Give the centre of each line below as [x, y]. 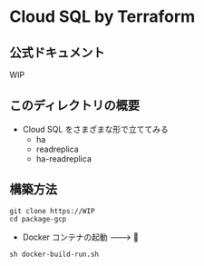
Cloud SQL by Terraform [102, 17]
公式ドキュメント [57, 52]
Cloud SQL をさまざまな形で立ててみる [96, 129]
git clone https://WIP [52, 211]
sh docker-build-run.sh [54, 254]
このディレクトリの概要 [75, 106]
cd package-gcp [38, 219]
